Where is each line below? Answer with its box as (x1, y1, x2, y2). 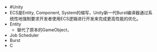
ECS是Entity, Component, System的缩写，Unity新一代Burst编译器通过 (9, 10, 148, 15)
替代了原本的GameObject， (16, 27, 71, 33)
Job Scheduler (9, 32, 39, 38)
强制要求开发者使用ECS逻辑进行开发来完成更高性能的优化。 (22, 16, 141, 21)
